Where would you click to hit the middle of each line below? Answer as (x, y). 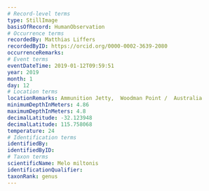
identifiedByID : (31, 150)
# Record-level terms (39, 14)
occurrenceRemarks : (36, 53)
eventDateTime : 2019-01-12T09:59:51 (61, 66)
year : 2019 (23, 72)
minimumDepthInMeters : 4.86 (48, 105)
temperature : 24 (31, 131)
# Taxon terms (28, 157)
